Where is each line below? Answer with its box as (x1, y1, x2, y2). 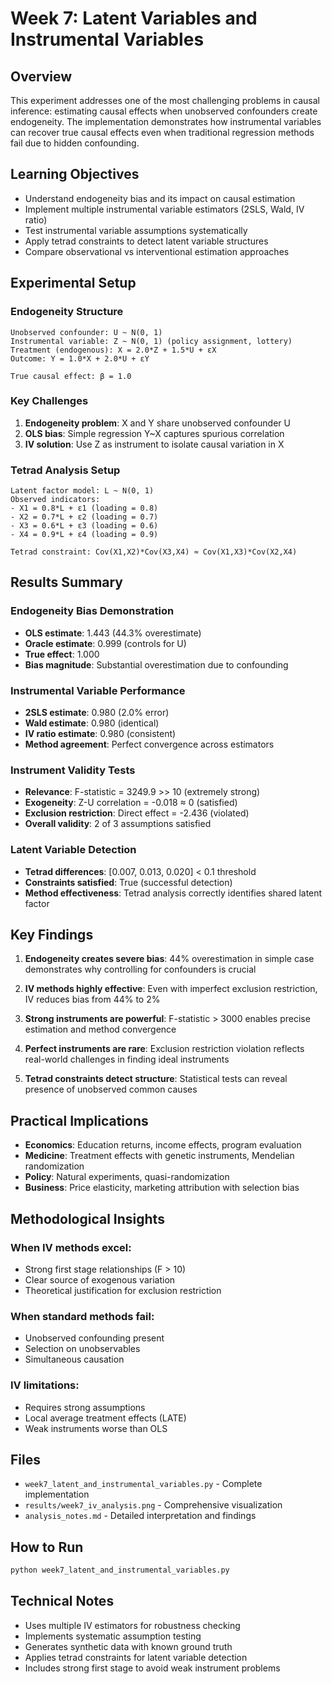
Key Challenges (10, 394, 89, 408)
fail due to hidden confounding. (10, 137, 140, 149)
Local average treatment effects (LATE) (24, 1412, 187, 1424)
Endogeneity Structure (10, 305, 124, 319)
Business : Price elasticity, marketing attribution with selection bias (24, 1182, 300, 1194)
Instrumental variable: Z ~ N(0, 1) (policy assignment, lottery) (10, 336, 293, 346)
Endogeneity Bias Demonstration (10, 604, 175, 618)
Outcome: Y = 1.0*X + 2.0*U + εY (10, 353, 150, 364)
